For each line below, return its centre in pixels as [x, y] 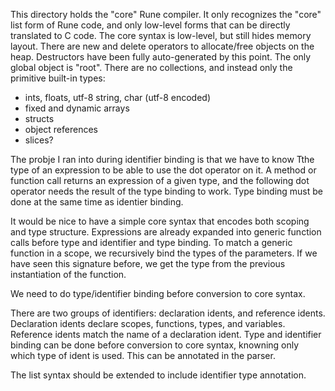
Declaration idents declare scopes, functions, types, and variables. [148, 323]
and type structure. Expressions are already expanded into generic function [166, 232]
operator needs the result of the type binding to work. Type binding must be [166, 191]
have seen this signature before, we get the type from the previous [148, 263]
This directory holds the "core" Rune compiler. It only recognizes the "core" [166, 14]
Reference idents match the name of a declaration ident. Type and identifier [166, 334]
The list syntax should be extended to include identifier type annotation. [158, 375]
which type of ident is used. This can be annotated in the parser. [143, 355]
